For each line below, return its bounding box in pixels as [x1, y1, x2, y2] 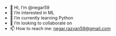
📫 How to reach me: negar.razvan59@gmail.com [9, 26, 111, 31]
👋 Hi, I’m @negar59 [9, 5, 50, 10]
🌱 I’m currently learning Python [9, 15, 73, 20]
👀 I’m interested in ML [9, 10, 55, 16]
